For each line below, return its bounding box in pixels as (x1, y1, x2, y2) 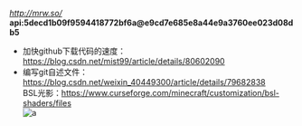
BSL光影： (22, 88, 61, 98)
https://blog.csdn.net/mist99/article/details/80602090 (22, 56, 225, 66)
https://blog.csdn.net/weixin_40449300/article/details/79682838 (22, 77, 266, 87)
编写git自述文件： (22, 67, 89, 77)
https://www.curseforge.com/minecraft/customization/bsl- (61, 88, 280, 98)
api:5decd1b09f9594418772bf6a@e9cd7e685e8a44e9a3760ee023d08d (9, 17, 294, 28)
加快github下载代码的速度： (22, 45, 127, 56)
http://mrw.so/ (9, 8, 63, 18)
